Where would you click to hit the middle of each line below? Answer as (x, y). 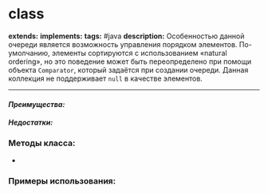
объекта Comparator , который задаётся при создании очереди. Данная (128, 69)
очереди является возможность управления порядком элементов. (123, 44)
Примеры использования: (62, 181)
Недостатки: (31, 123)
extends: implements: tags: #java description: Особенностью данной (126, 36)
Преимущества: (37, 104)
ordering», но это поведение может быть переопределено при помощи (130, 61)
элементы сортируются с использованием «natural (139, 53)
